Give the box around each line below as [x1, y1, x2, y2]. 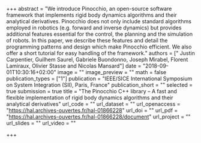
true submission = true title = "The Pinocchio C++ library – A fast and [6, 88, 177, 95]
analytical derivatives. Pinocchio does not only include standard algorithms [6, 18, 192, 25]
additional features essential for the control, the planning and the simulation [6, 31, 193, 38]
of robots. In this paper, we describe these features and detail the [6, 37, 168, 44]
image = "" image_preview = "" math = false [57, 69, 167, 75]
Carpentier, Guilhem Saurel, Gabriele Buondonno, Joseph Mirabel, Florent [6, 56, 188, 63]
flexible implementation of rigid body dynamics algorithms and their [6, 94, 173, 101]
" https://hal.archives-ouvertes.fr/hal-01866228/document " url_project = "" [6, 113, 191, 120]
